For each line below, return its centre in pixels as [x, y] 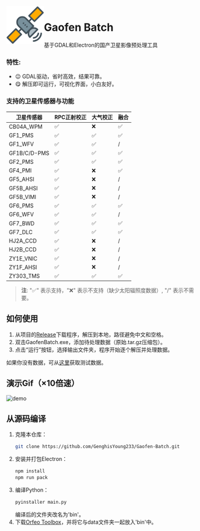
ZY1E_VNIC [23, 258]
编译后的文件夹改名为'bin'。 [49, 514]
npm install [30, 471]
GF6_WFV [21, 215]
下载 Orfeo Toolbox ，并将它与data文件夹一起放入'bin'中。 [86, 522]
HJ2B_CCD [23, 250]
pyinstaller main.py [41, 502]
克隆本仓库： [31, 434]
